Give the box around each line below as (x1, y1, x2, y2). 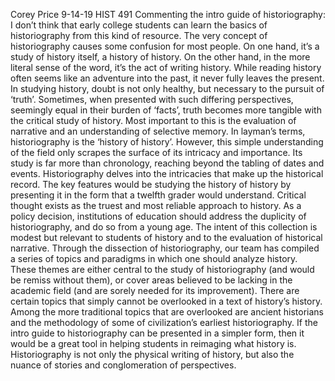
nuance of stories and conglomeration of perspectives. (10, 359, 237, 371)
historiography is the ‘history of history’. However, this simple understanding (10, 136, 324, 148)
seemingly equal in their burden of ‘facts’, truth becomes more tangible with (10, 104, 322, 116)
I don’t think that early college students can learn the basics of (10, 19, 268, 31)
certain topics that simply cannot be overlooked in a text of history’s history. (10, 295, 323, 307)
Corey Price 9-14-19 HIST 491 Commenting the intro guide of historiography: (10, 9, 326, 20)
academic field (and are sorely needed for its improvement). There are (10, 285, 300, 296)
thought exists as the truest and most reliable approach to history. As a (10, 200, 302, 211)
